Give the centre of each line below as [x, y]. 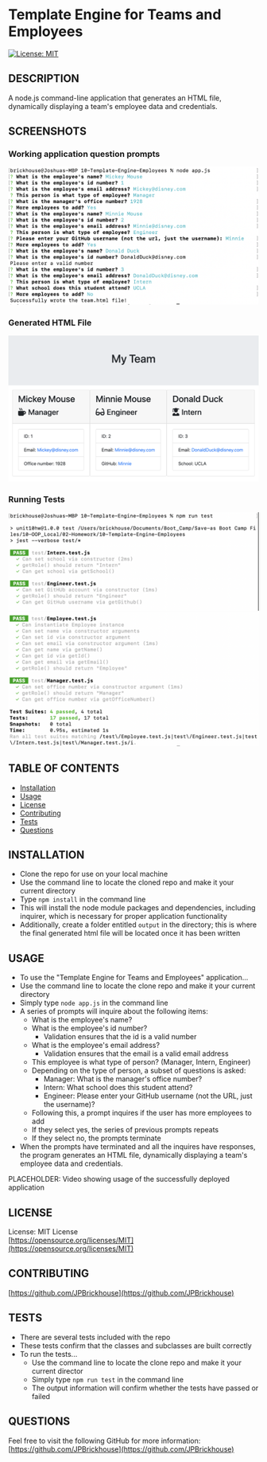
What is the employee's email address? [96, 1046]
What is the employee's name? [82, 1020]
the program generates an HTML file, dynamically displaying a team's [133, 1155]
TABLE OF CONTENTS [64, 769]
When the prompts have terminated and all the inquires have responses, [137, 1147]
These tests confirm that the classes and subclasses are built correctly [135, 1345]
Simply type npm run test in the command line [108, 1379]
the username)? [69, 1104]
